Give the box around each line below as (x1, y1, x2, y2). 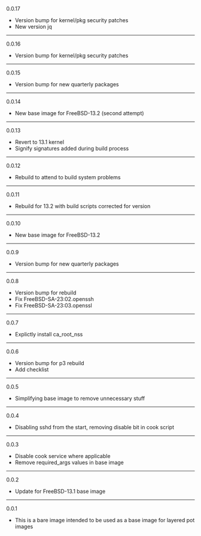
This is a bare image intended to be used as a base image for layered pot (14, 517, 195, 523)
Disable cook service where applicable (14, 453, 111, 459)
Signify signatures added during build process (14, 145, 129, 152)
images (14, 523, 33, 530)
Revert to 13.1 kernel (14, 138, 65, 146)
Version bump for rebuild (14, 289, 77, 296)
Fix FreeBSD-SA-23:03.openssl (14, 302, 93, 309)
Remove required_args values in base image (14, 459, 124, 466)
